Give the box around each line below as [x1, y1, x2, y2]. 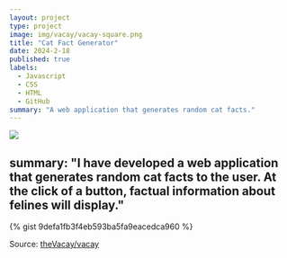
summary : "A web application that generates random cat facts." [9, 105, 256, 114]
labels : [9, 64, 39, 73]
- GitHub [17, 96, 50, 106]
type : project [9, 22, 63, 31]
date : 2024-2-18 [9, 47, 70, 56]
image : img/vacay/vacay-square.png [9, 30, 143, 39]
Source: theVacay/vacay [9, 239, 100, 250]
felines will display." [9, 197, 124, 212]
